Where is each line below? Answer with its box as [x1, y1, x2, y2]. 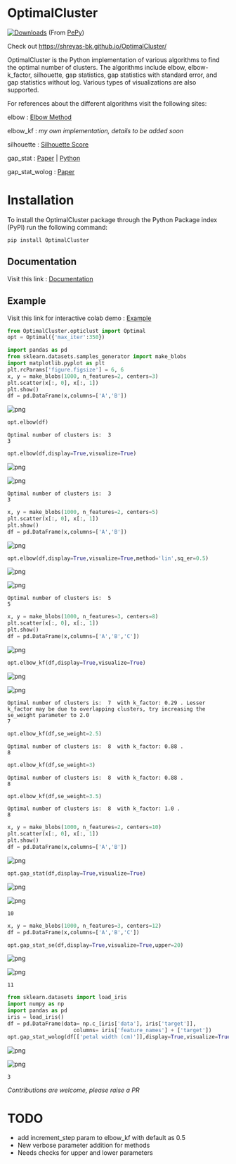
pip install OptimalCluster [7, 236, 90, 244]
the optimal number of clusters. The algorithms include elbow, [7, 63, 187, 71]
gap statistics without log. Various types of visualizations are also [7, 78, 197, 86]
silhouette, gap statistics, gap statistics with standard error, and [34, 71, 218, 79]
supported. [7, 85, 39, 94]
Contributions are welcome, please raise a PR [7, 1086, 140, 1094]
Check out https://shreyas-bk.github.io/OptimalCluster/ [7, 42, 167, 50]
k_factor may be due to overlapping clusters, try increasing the [7, 705, 206, 713]
